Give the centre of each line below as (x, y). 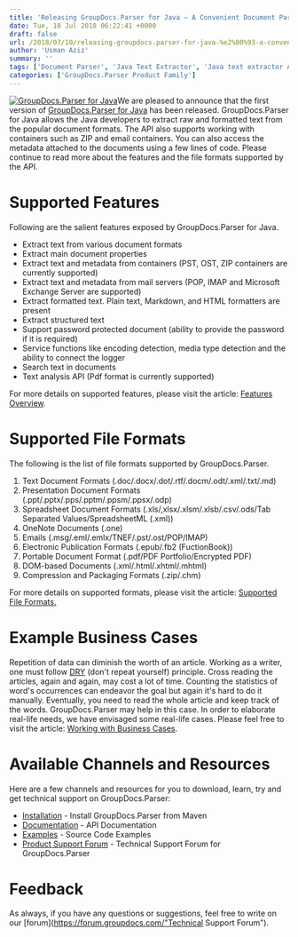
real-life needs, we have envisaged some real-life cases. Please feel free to (147, 719)
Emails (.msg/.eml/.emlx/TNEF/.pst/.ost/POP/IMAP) (115, 537)
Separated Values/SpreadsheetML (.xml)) (98, 518)
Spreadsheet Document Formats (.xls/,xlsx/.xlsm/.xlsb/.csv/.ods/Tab (146, 509)
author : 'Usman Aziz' (49, 51)
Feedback (47, 889)
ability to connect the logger (74, 357)
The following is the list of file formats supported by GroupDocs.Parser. (139, 464)
